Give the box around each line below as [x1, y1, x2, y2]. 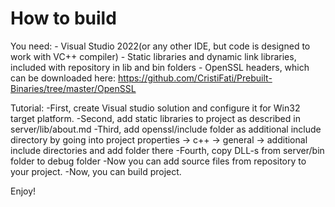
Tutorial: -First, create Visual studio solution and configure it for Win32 [10, 102, 301, 114]
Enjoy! [10, 185, 37, 197]
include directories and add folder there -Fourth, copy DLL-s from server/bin [10, 144, 325, 156]
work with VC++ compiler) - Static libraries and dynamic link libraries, [10, 50, 297, 62]
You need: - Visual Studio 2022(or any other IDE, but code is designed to [10, 40, 311, 52]
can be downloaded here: [10, 72, 117, 84]
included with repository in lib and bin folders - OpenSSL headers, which [10, 61, 310, 73]
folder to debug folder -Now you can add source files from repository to [10, 155, 307, 167]
